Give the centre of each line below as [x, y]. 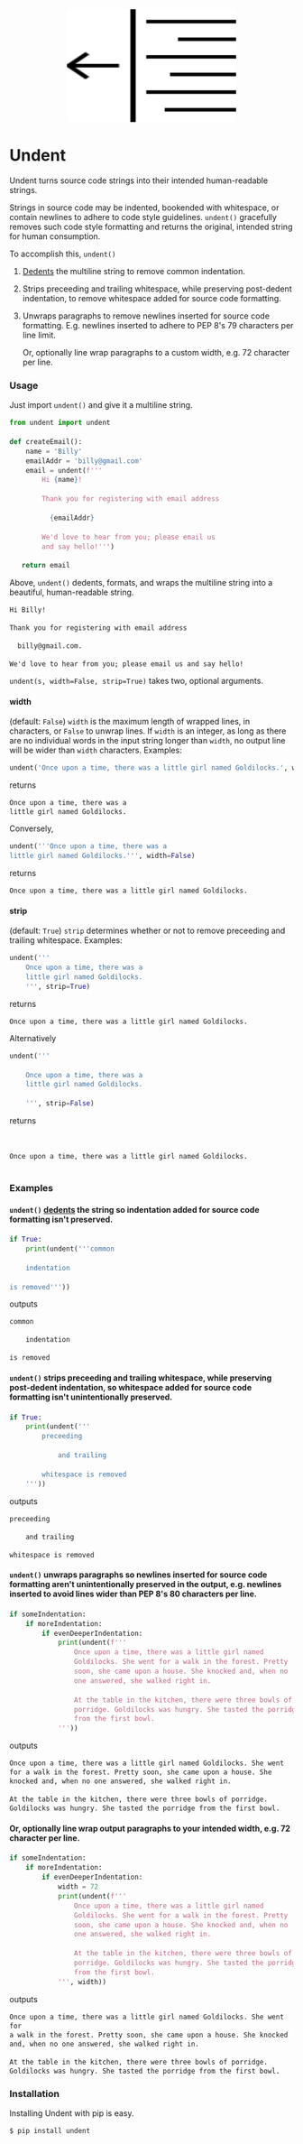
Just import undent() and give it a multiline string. [101, 405]
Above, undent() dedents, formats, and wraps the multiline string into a [141, 583]
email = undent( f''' [64, 470]
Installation [35, 2093]
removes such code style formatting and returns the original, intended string [151, 226]
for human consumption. [55, 236]
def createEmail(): [46, 441]
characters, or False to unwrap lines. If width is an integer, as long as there [148, 731]
